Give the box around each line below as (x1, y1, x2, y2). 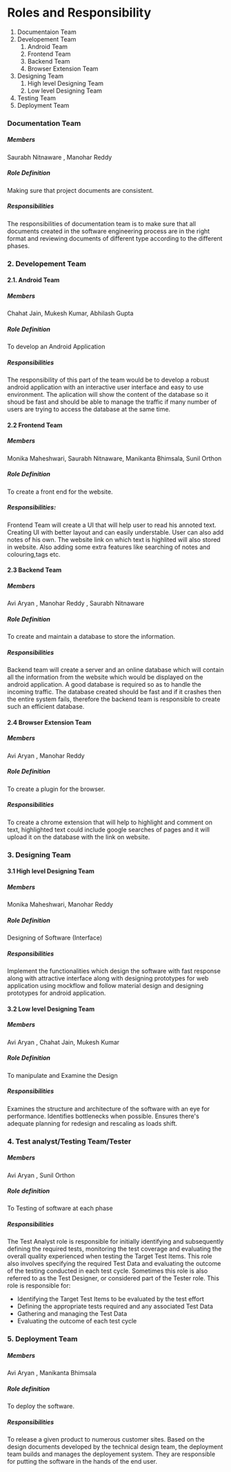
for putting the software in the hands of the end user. (7, 1457, 157, 1466)
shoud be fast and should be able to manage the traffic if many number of (7, 398, 217, 406)
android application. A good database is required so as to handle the (7, 680, 201, 689)
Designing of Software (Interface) (7, 933, 103, 942)
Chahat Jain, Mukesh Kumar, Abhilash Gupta (7, 309, 134, 317)
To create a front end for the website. (7, 487, 113, 496)
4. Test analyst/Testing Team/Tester (7, 1136, 132, 1146)
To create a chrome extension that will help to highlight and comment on (7, 818, 212, 826)
